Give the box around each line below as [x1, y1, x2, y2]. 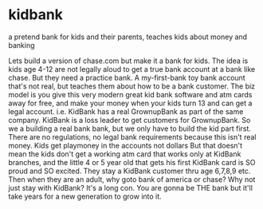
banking [8, 40, 35, 49]
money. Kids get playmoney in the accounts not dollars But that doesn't [8, 140, 243, 150]
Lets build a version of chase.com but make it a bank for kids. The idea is [8, 56, 249, 65]
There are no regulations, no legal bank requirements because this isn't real [8, 132, 257, 141]
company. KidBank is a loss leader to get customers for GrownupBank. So [8, 115, 251, 124]
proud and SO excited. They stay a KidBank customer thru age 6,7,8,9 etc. [8, 166, 251, 175]
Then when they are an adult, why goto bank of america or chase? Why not [8, 174, 256, 184]
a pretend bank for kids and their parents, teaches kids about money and [8, 32, 248, 41]
